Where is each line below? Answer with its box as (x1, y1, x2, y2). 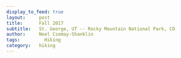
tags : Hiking (6, 37, 61, 43)
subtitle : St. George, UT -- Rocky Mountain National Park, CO (6, 25, 175, 32)
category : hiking (6, 43, 56, 49)
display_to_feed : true (6, 8, 64, 15)
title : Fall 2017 (6, 20, 64, 26)
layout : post (6, 14, 50, 21)
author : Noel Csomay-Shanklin (6, 31, 94, 37)
